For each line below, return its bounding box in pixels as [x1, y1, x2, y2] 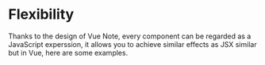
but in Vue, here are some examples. [8, 48, 129, 57]
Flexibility [8, 5, 75, 23]
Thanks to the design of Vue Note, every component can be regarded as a [8, 31, 252, 41]
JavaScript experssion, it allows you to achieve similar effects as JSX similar [8, 39, 257, 49]
